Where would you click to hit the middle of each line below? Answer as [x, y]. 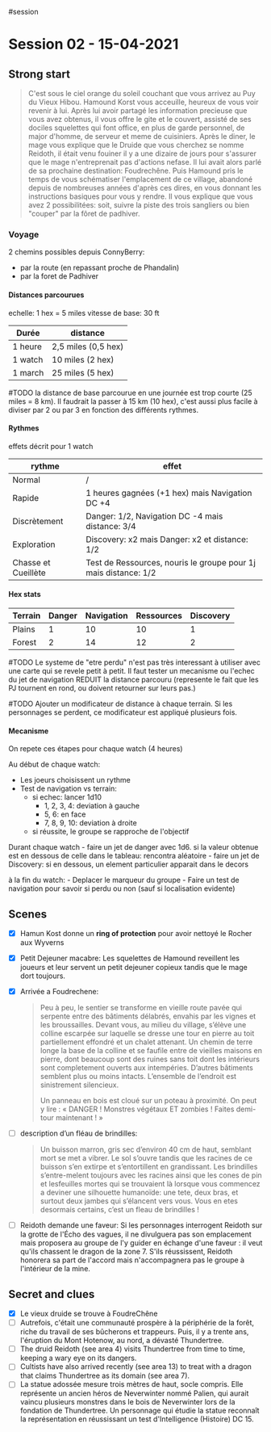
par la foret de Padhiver [59, 276]
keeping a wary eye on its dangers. [78, 1358]
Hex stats [25, 594]
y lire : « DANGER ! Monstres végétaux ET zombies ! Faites [137, 1109]
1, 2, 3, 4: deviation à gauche [92, 806]
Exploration [34, 544]
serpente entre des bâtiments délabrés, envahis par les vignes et [148, 1016]
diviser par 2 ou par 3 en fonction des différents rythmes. [104, 409]
